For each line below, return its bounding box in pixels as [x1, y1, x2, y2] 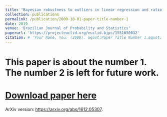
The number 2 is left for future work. [5, 67, 159, 79]
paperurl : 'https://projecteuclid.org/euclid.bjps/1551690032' [5, 30, 140, 35]
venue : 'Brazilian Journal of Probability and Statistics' [5, 26, 131, 31]
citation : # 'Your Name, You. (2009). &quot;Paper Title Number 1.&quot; [5, 35, 162, 40]
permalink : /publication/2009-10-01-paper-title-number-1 [5, 16, 128, 21]
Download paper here [5, 90, 96, 101]
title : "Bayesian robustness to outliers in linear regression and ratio [5, 7, 162, 12]
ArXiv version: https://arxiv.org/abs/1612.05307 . [5, 107, 103, 112]
